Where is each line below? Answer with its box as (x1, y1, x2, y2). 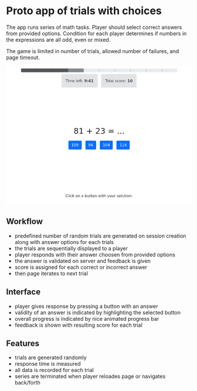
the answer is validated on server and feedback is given (14, 257, 151, 264)
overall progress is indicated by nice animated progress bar (14, 315, 159, 322)
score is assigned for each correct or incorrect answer (14, 264, 147, 271)
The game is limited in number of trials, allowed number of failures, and (6, 47, 179, 54)
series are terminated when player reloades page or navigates (14, 373, 166, 380)
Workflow (6, 216, 43, 226)
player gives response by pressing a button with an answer (14, 303, 158, 310)
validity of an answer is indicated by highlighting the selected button (14, 308, 181, 316)
